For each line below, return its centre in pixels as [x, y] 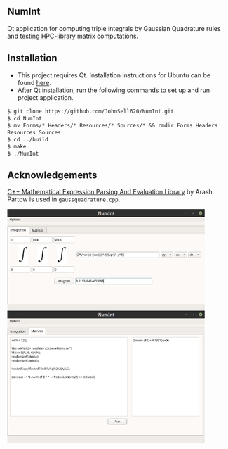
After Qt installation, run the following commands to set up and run [114, 90]
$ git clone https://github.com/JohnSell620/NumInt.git [90, 111]
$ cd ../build [28, 139]
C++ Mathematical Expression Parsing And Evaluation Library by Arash [110, 192]
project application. [45, 97]
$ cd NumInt [25, 118]
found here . [34, 82]
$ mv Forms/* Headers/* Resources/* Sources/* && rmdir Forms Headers [113, 125]
